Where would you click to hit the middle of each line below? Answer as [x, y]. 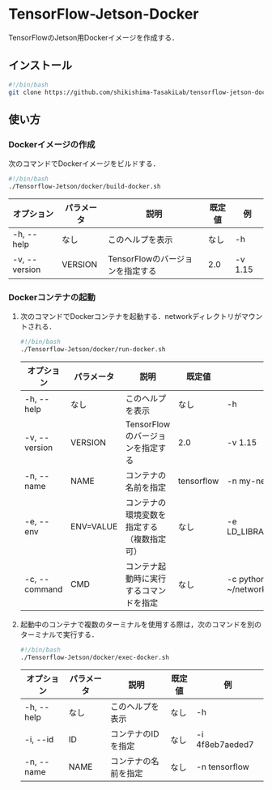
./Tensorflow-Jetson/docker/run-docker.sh [93, 350]
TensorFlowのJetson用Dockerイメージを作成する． [94, 37]
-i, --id [39, 739]
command [43, 589]
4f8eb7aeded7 [225, 744]
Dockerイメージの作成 [52, 144]
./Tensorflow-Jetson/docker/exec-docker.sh [95, 657]
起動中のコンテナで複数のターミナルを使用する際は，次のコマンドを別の [140, 624]
